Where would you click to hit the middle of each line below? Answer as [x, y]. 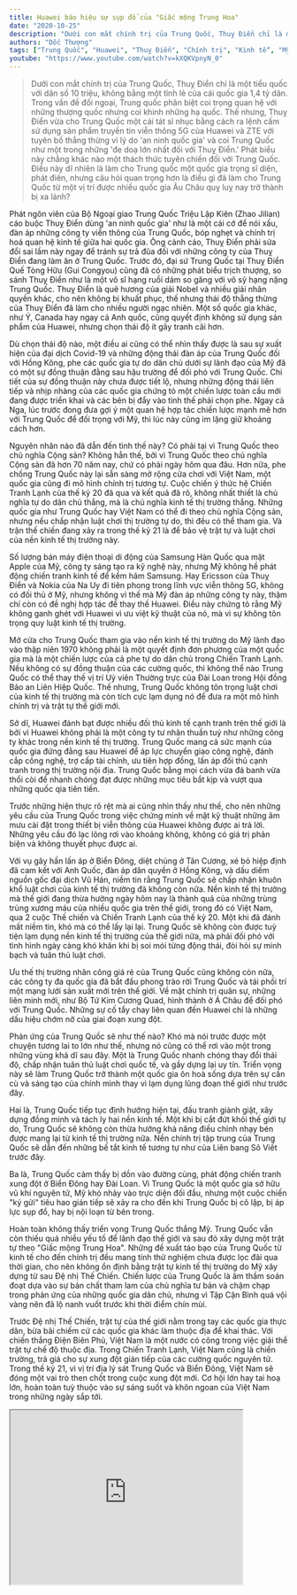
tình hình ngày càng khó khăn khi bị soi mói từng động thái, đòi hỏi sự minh [145, 945]
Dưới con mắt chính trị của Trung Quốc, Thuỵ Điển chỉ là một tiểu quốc [159, 84]
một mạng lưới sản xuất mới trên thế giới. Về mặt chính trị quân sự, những [142, 991]
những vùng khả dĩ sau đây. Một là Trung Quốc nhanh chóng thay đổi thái [143, 1055]
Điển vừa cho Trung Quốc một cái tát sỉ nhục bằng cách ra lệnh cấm [155, 121]
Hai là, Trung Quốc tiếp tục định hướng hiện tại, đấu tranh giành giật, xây [141, 1110]
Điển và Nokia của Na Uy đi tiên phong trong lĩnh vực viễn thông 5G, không [147, 585]
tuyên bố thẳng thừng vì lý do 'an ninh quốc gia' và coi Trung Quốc [152, 140]
